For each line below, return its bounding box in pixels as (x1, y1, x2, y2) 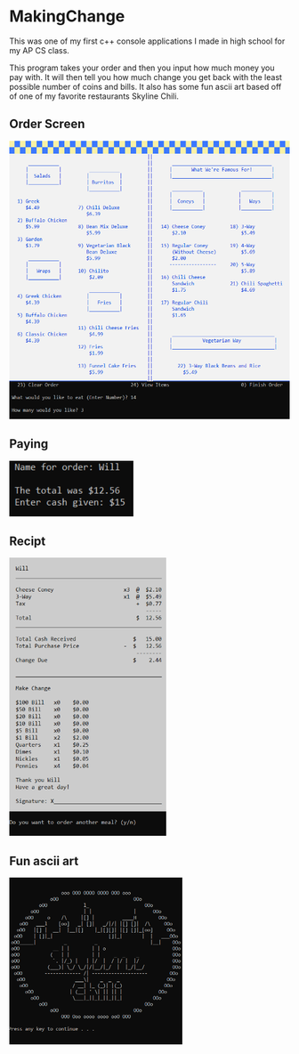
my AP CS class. (9, 45, 69, 55)
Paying (9, 436, 49, 451)
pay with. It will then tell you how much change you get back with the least (9, 71, 283, 82)
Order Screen (9, 117, 85, 132)
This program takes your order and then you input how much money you (9, 62, 275, 73)
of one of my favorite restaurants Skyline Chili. (9, 91, 180, 101)
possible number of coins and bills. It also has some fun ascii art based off (9, 81, 282, 92)
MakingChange (9, 6, 125, 27)
